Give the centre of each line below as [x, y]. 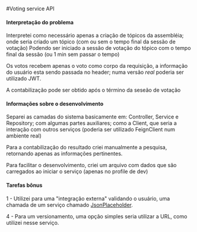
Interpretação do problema [40, 22]
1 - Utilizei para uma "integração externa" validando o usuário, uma [88, 198]
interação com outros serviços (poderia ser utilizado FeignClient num [90, 130]
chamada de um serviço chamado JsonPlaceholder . [70, 205]
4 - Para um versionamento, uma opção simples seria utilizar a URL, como [97, 216]
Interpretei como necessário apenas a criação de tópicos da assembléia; [95, 36]
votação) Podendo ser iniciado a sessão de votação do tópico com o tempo [99, 48]
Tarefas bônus [24, 185]
